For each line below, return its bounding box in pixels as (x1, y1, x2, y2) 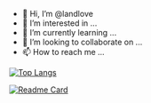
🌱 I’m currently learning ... (21, 28, 117, 37)
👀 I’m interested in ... (21, 18, 98, 28)
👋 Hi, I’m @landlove (21, 9, 93, 19)
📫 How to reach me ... (21, 47, 105, 57)
